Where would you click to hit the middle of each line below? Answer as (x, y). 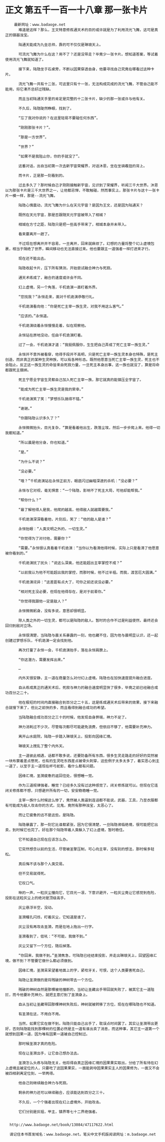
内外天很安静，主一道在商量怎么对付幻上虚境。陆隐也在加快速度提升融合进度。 (86, 678)
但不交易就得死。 (33, 873)
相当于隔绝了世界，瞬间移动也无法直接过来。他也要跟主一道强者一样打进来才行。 (82, 249)
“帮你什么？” (30, 500)
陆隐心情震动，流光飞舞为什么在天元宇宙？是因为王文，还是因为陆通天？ (81, 205)
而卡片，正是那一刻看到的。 (42, 175)
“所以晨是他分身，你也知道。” (43, 443)
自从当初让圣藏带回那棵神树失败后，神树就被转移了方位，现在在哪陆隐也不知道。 (88, 1004)
